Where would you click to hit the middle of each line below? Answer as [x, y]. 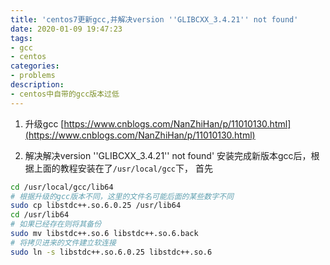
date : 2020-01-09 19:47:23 [66, 29]
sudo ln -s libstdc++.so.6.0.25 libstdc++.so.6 [111, 252]
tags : [21, 38]
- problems [33, 76]
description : [37, 85]
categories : [35, 66]
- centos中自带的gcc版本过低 [65, 94]
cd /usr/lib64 [40, 215]
